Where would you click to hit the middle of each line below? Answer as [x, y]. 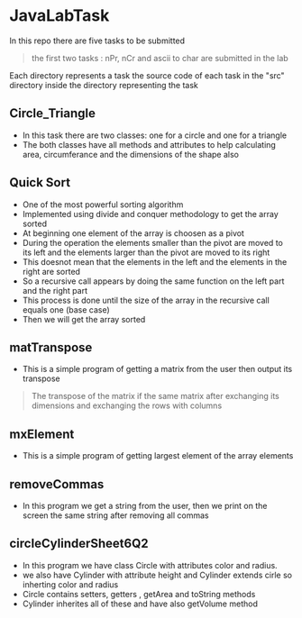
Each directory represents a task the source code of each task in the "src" [147, 75]
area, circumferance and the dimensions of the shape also [130, 154]
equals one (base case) [66, 309]
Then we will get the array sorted [84, 319]
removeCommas [57, 484]
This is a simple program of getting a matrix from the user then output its [157, 369]
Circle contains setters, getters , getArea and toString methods [139, 594]
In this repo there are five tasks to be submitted [97, 41]
